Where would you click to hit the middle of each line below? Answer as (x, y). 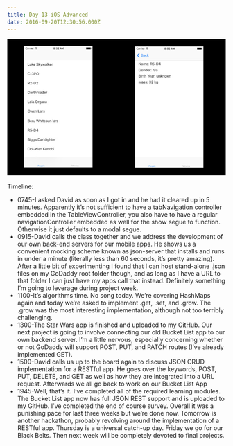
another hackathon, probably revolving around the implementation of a (118, 420)
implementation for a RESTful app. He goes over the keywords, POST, (117, 369)
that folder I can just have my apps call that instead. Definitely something (121, 280)
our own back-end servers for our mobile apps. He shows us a (106, 244)
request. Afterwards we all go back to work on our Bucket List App (112, 384)
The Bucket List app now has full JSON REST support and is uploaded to (121, 398)
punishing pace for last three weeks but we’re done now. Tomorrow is (116, 413)
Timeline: (20, 186)
